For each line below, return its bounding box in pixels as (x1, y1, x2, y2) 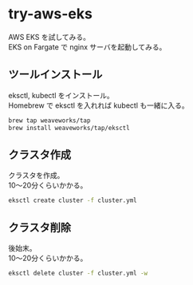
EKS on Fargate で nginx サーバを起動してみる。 (8, 42, 167, 52)
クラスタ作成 (8, 148, 72, 161)
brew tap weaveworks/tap (8, 117, 91, 125)
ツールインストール (8, 68, 103, 81)
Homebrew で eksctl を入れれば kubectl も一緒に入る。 (8, 101, 189, 110)
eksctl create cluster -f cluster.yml (8, 196, 137, 204)
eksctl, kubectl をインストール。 (8, 90, 114, 100)
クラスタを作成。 (8, 171, 65, 180)
